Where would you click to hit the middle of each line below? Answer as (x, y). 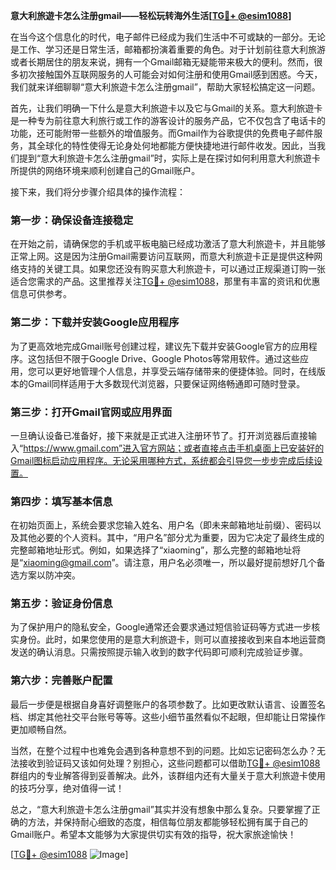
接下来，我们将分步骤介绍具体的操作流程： (98, 192)
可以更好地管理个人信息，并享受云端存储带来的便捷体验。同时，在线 (176, 371)
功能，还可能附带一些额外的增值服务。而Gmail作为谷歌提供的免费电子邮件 (162, 133)
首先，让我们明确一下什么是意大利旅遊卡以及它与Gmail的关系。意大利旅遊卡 (166, 108)
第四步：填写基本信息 (61, 501)
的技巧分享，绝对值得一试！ (67, 788)
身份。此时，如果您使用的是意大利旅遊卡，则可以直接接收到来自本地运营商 (172, 640)
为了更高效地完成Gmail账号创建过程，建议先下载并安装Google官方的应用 (159, 346)
